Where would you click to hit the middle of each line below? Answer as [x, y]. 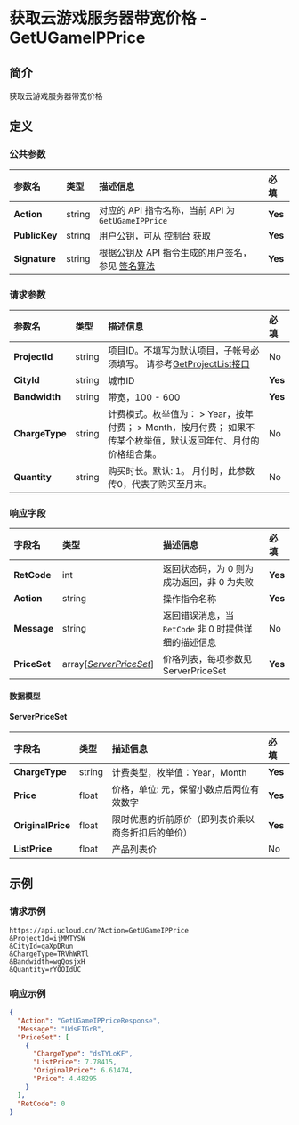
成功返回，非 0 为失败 [209, 583]
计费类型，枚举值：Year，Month [179, 773]
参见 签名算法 [127, 265]
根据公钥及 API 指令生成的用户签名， [175, 252]
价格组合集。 [135, 453]
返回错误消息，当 [199, 615]
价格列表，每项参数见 [208, 659]
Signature [35, 258]
